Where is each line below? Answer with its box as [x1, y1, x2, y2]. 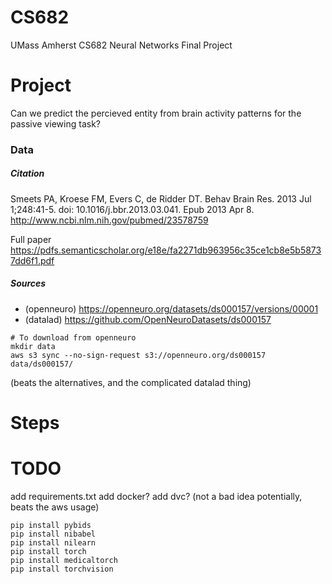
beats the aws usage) [10, 501, 100, 513]
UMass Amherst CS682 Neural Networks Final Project [10, 39, 233, 51]
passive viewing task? [10, 117, 101, 130]
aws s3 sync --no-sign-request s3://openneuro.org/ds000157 [10, 350, 267, 360]
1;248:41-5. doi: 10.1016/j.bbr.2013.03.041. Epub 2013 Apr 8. [10, 203, 255, 215]
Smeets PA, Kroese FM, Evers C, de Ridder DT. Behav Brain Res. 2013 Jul [10, 192, 312, 205]
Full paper [10, 233, 52, 245]
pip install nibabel [10, 529, 97, 539]
